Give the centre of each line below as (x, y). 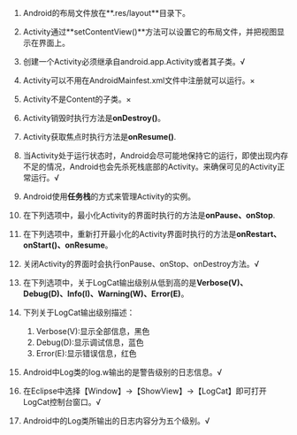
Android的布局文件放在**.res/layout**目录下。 (107, 13)
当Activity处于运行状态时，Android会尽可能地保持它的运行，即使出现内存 (156, 156)
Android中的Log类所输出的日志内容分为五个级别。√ (116, 421)
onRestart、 (259, 234)
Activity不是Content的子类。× (77, 99)
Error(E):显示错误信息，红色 (86, 353)
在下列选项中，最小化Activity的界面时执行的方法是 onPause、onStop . (149, 215)
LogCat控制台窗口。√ (62, 402)
